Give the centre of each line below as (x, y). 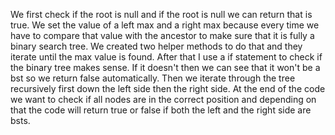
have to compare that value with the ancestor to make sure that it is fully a (162, 35)
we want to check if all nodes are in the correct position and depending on (163, 99)
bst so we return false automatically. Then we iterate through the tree (153, 78)
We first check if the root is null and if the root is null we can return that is (161, 14)
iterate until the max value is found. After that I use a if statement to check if (166, 57)
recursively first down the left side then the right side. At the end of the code (168, 88)
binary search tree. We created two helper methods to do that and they (156, 46)
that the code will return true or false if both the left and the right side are (161, 110)
